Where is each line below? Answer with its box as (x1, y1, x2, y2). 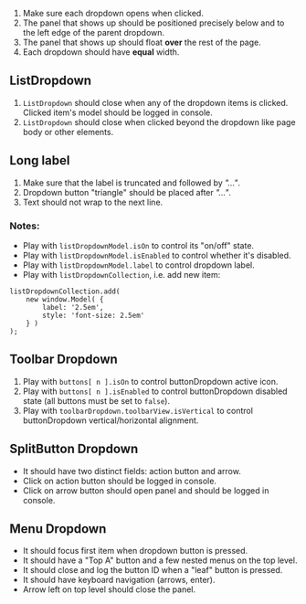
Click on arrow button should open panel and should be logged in (22, 484, 269, 496)
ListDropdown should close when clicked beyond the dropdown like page (22, 116, 296, 127)
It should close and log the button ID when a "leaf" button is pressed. (22, 565, 283, 576)
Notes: (9, 219, 40, 232)
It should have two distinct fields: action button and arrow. (22, 465, 242, 476)
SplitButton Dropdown (9, 441, 139, 457)
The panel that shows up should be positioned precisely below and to (22, 17, 285, 28)
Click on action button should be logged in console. (22, 475, 217, 486)
